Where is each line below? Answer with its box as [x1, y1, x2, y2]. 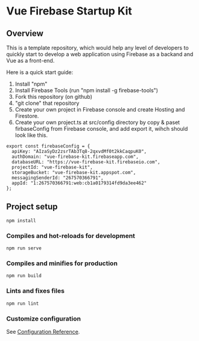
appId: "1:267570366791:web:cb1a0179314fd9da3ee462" [11, 180, 147, 186]
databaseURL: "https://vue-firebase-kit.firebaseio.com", [11, 159, 161, 165]
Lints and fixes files [6, 287, 65, 295]
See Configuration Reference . [6, 328, 80, 335]
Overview [6, 28, 44, 39]
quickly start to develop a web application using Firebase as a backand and [6, 51, 194, 58]
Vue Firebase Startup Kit [6, 4, 133, 18]
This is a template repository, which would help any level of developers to [6, 44, 189, 51]
